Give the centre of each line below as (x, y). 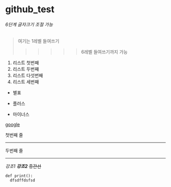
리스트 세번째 (26, 82)
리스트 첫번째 (26, 63)
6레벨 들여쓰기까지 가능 (105, 52)
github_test (30, 9)
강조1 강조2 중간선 (23, 166)
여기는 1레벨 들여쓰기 (38, 41)
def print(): (19, 176)
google (13, 125)
